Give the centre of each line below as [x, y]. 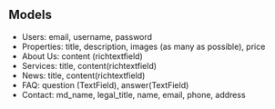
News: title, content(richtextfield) [83, 75]
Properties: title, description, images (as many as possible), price [143, 46]
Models [30, 15]
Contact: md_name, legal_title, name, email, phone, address [134, 94]
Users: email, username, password [87, 36]
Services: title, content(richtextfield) [89, 65]
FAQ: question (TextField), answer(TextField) [105, 84]
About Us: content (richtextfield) [82, 56]
